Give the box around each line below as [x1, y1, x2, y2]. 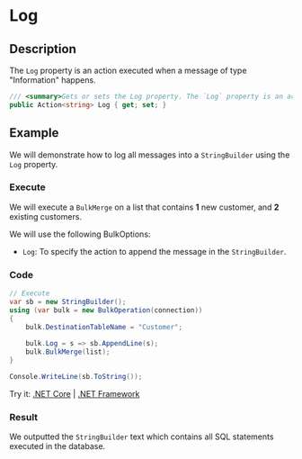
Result [9, 410, 39, 423]
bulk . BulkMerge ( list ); [25, 347, 111, 356]
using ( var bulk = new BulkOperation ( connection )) [9, 305, 203, 315]
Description [9, 41, 76, 57]
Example [9, 125, 59, 140]
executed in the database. [9, 441, 106, 452]
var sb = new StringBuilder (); [9, 298, 127, 307]
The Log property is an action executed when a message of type [9, 65, 247, 76]
